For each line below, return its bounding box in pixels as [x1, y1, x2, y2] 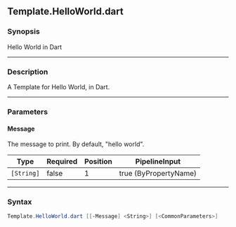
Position [84, 157, 112, 167]
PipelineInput [135, 157, 181, 167]
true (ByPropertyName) [119, 169, 197, 179]
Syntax [7, 197, 32, 207]
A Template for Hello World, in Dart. [7, 82, 110, 91]
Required [46, 157, 78, 167]
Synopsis [7, 27, 40, 37]
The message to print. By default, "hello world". [7, 140, 145, 148]
